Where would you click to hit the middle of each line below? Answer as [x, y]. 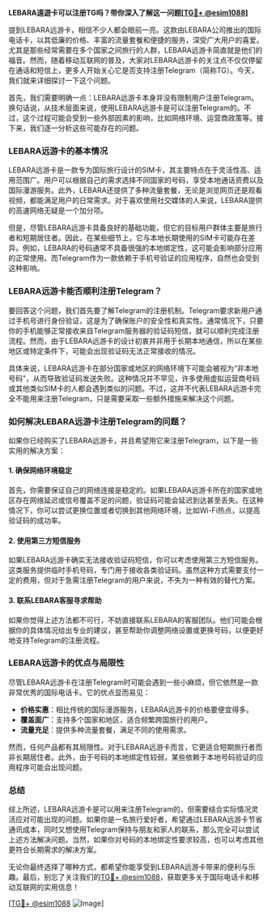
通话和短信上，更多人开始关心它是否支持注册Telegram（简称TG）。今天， [137, 70]
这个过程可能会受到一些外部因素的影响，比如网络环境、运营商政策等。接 [143, 118]
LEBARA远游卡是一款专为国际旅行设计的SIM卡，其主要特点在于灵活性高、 [132, 170]
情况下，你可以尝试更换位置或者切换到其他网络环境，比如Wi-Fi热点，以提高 [134, 511]
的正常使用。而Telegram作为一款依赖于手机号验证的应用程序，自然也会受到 [134, 258]
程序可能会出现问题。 [51, 767]
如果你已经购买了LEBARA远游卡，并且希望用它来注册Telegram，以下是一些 [134, 440]
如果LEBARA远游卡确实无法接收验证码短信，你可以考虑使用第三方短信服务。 [136, 560]
